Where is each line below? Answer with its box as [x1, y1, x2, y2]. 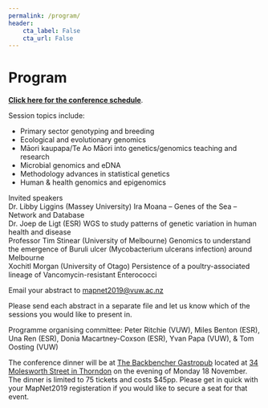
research [19, 152, 50, 161]
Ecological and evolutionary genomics [19, 135, 147, 145]
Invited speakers [8, 194, 63, 203]
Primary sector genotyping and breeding [19, 126, 155, 137]
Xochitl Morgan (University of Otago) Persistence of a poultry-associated [8, 262, 250, 271]
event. [8, 392, 30, 402]
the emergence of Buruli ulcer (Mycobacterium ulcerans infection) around [8, 244, 253, 254]
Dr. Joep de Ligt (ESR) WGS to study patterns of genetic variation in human [8, 218, 257, 229]
